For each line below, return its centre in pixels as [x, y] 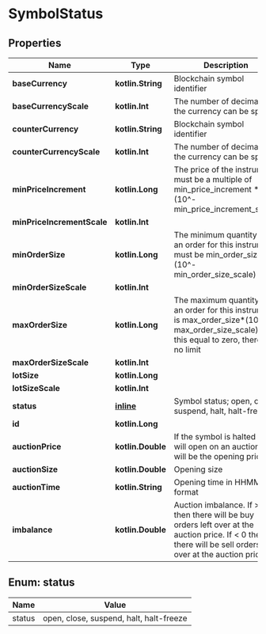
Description [226, 65]
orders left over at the [214, 525]
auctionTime [36, 487]
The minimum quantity [215, 235]
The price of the [203, 169]
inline [125, 406]
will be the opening [209, 456]
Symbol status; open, [213, 401]
